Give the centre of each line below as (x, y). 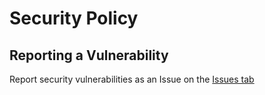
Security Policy (74, 18)
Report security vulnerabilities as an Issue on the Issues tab (132, 79)
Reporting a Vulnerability (89, 55)
